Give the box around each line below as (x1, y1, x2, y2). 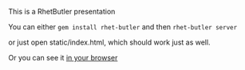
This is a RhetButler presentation (8, 7, 116, 16)
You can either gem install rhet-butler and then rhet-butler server (8, 22, 238, 31)
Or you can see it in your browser (8, 53, 118, 62)
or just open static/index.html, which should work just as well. (8, 37, 211, 47)
